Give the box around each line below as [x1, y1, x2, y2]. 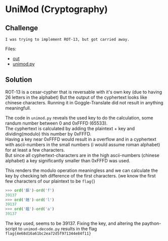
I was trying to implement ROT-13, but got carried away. [5, 37, 130, 42]
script [5, 226, 18, 232]
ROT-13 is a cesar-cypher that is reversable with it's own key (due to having [5, 89, 162, 95]
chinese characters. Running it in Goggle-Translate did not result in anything [5, 99, 163, 105]
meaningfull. [5, 105, 31, 111]
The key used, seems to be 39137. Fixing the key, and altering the [5, 220, 141, 226]
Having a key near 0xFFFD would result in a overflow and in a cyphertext [5, 136, 156, 142]
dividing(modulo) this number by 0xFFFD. [5, 131, 92, 137]
